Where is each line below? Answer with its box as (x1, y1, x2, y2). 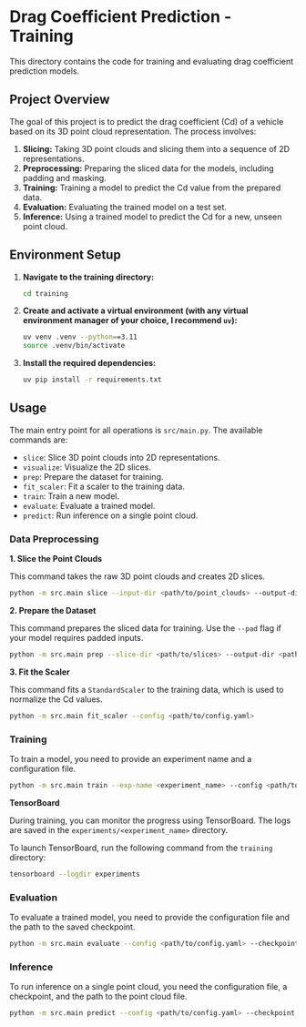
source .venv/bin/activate (22, 341, 126, 351)
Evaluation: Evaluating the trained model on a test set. (22, 201, 228, 212)
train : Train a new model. (22, 490, 120, 502)
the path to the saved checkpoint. (9, 921, 136, 932)
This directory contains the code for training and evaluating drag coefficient (9, 56, 294, 66)
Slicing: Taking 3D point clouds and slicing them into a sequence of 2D (22, 143, 290, 154)
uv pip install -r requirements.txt (22, 375, 162, 384)
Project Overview (9, 92, 110, 107)
